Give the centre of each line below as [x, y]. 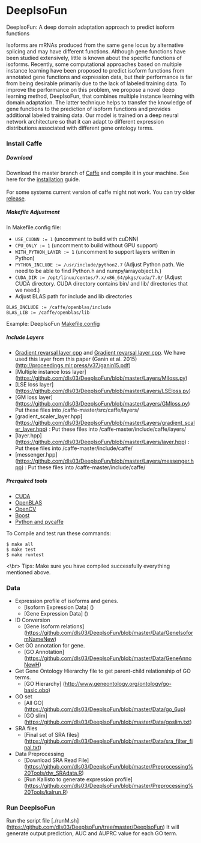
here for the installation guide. [43, 179]
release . [16, 198]
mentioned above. [28, 572]
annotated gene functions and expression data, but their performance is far [100, 77]
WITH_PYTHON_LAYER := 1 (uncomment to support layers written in [95, 251]
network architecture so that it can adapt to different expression [85, 121]
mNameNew [39, 639]
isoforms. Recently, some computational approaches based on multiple [94, 64]
